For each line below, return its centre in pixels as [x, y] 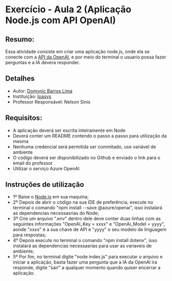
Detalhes [20, 79]
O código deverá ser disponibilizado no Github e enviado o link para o [87, 157]
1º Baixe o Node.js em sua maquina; [51, 197]
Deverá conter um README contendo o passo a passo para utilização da [90, 136]
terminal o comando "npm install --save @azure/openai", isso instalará [88, 208]
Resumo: [20, 39]
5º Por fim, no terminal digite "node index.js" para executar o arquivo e [88, 257]
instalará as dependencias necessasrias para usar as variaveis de [82, 246]
